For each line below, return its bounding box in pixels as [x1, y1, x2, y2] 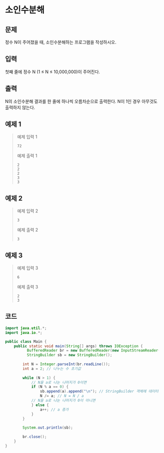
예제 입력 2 [17, 208, 38, 214]
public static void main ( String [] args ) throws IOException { [14, 344, 143, 349]
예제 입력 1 [17, 134, 38, 140]
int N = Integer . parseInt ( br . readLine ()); [22, 362, 110, 367]
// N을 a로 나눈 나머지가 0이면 [31, 380, 87, 385]
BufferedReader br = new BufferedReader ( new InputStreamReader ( [26, 348, 161, 353]
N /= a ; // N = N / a [40, 393, 84, 398]
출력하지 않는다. [5, 104, 36, 110]
